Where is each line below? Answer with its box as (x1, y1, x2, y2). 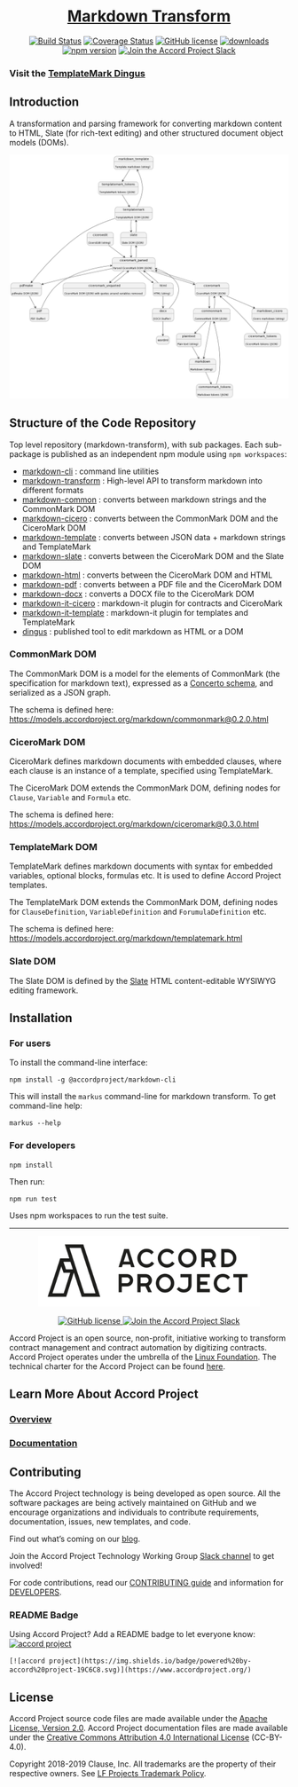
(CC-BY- (251, 1732, 283, 1743)
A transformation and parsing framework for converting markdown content (9, 118, 282, 129)
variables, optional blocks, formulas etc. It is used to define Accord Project (9, 870, 282, 881)
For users (9, 1037, 51, 1050)
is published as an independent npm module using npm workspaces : (43, 448, 287, 459)
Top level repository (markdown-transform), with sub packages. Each (9, 439, 263, 450)
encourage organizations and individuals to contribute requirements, (9, 1507, 260, 1517)
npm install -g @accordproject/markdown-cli (9, 1075, 176, 1084)
